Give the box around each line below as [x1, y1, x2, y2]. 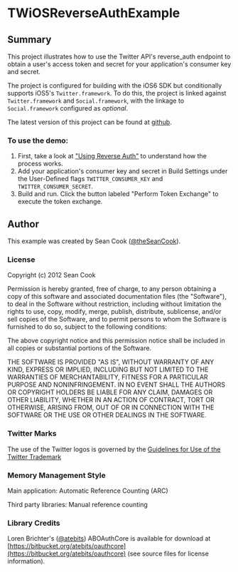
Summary [7, 34, 52, 46]
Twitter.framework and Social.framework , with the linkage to [7, 96, 185, 105]
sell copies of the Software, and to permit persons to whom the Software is [7, 315, 227, 324]
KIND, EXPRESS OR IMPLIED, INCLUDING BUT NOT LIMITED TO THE [7, 365, 209, 374]
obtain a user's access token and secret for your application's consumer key [7, 60, 232, 68]
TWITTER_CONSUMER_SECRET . [17, 182, 94, 190]
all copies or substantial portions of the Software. [7, 344, 151, 352]
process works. [17, 159, 63, 168]
